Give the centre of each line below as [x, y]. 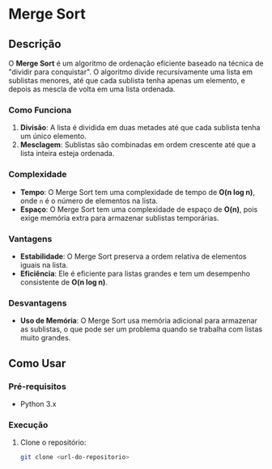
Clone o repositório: [53, 442]
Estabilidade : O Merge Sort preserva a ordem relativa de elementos [133, 256]
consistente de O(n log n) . [64, 282]
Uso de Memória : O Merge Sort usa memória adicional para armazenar [138, 321]
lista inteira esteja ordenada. [67, 154]
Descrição [35, 44]
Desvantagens [38, 302]
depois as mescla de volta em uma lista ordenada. [92, 89]
